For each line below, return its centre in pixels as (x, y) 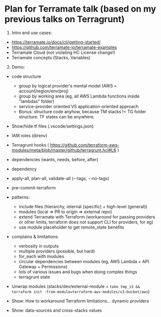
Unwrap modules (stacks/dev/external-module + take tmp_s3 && (76, 286)
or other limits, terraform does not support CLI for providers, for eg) (86, 222)
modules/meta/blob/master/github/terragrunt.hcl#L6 (64, 150)
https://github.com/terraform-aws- (85, 145)
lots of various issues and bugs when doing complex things (78, 272)
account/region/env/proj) (44, 91)
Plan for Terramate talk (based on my (80, 9)
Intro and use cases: (32, 33)
